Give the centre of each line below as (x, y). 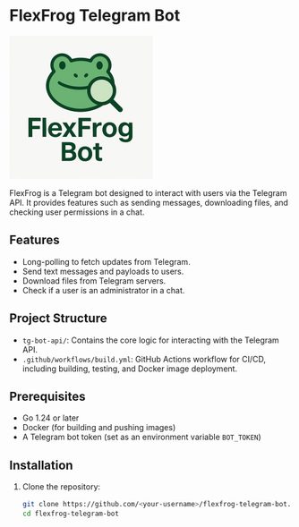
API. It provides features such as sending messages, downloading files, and (149, 202)
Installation (41, 465)
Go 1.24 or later (51, 418)
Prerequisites (47, 396)
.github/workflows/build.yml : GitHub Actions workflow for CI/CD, (144, 359)
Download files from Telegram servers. (94, 280)
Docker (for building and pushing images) (99, 428)
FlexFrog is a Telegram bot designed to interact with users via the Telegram (148, 192)
